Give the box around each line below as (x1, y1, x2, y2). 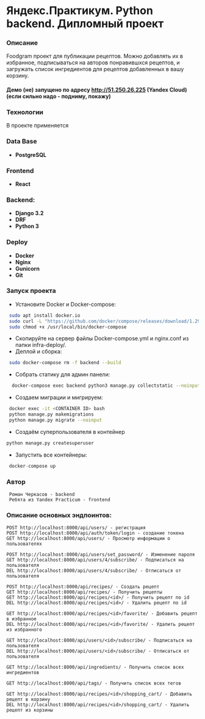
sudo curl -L (9, 318, 43, 324)
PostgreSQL (15, 151, 47, 158)
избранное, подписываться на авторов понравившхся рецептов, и (6, 59, 180, 66)
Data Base (6, 137, 37, 146)
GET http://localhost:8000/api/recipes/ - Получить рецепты (6, 589, 163, 595)
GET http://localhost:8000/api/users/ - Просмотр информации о (6, 536, 171, 542)
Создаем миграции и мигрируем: (15, 394, 103, 401)
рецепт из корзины (6, 707, 53, 713)
